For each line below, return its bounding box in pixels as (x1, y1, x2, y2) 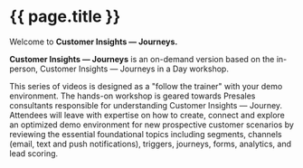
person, (9, 63, 39, 74)
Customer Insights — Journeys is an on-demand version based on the (9, 53, 275, 64)
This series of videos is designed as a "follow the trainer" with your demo (9, 80, 283, 91)
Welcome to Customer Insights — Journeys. (9, 36, 178, 47)
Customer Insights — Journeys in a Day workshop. (40, 63, 229, 74)
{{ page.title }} (9, 6, 121, 27)
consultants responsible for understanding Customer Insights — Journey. (9, 99, 283, 110)
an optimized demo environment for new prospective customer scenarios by (9, 119, 294, 130)
